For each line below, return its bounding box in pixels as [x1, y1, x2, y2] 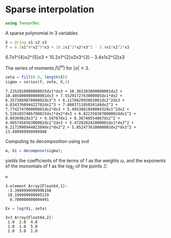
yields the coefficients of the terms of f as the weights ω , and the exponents [5, 157, 166, 163]
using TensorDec [5, 21, 40, 26]
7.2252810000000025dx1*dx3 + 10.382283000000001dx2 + [5, 88, 123, 94]
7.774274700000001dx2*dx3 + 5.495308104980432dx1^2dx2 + [5, 106, 130, 112]
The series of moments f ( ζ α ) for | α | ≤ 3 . [5, 64, 90, 71]
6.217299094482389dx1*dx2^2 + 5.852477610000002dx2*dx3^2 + [5, 124, 137, 130]
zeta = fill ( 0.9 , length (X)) [5, 75, 68, 80]
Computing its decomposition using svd [5, 138, 89, 144]
